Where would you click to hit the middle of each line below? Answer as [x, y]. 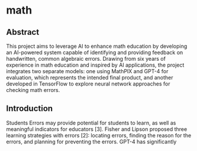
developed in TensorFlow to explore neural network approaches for [88, 84]
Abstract [23, 32]
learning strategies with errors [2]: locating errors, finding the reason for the [99, 135]
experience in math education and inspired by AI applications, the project [95, 65]
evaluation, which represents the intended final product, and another [90, 78]
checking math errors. [33, 90]
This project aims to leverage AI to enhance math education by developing [97, 46]
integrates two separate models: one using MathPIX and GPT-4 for [87, 71]
